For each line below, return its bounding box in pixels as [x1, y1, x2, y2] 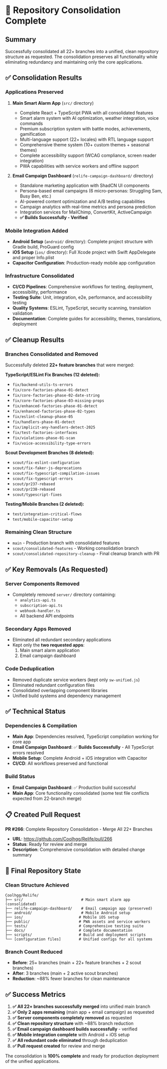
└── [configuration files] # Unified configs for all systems [5, 937, 153, 942]
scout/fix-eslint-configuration [12, 460, 80, 465]
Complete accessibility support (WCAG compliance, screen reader [19, 152, 157, 158]
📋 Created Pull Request [5, 810, 81, 819]
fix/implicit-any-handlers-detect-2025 [12, 424, 96, 430]
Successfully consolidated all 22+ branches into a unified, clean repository [5, 49, 159, 54]
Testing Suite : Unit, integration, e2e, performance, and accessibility [12, 294, 152, 300]
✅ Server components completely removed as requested [12, 1015, 132, 1021]
